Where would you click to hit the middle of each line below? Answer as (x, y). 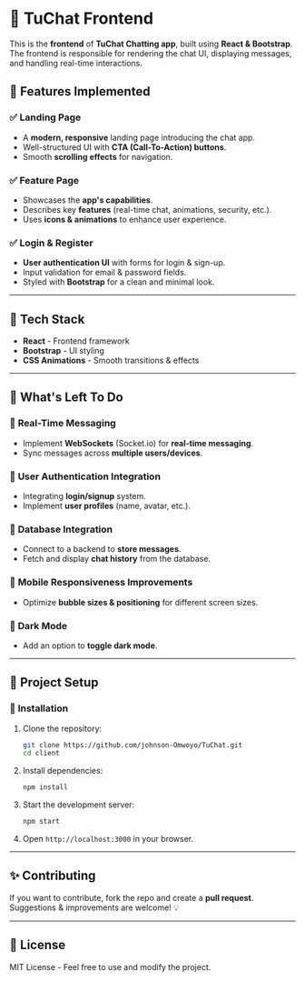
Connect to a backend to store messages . (102, 549)
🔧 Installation (39, 708)
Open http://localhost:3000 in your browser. (108, 839)
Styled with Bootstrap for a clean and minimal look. (118, 282)
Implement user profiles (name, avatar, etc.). (106, 506)
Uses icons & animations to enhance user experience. (124, 219)
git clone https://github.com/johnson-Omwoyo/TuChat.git (133, 745)
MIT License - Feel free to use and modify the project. (110, 966)
